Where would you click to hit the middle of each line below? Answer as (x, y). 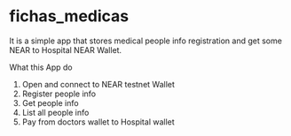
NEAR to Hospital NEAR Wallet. (66, 49)
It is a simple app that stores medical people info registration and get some (145, 41)
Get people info (50, 102)
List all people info (55, 112)
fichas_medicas (69, 16)
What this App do (41, 67)
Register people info (59, 94)
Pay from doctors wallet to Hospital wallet (98, 122)
